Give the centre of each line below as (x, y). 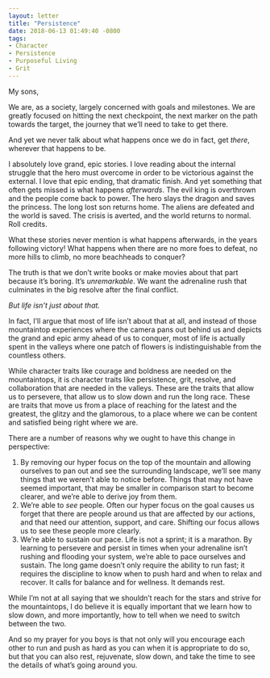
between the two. (37, 623)
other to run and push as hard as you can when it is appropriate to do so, (129, 647)
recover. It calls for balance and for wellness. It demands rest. (123, 582)
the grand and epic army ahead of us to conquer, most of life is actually (127, 338)
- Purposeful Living (43, 61)
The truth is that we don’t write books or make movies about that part (123, 272)
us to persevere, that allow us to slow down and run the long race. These (129, 396)
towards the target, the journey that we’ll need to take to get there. (118, 124)
